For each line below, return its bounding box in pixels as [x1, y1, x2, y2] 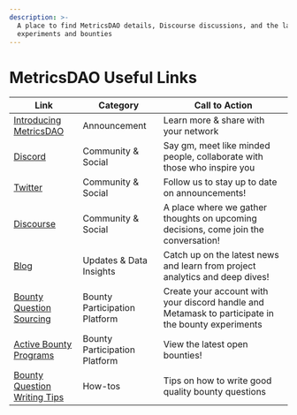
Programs [13, 350, 55, 362]
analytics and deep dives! [163, 271, 270, 283]
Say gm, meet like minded [163, 140, 270, 152]
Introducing [13, 114, 62, 126]
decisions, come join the [163, 223, 264, 236]
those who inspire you [163, 162, 255, 174]
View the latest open [163, 338, 249, 351]
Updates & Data [82, 254, 148, 267]
